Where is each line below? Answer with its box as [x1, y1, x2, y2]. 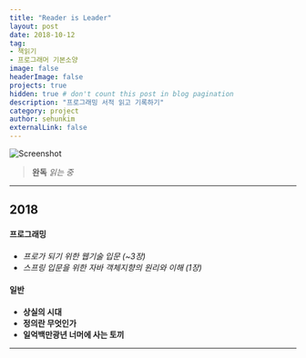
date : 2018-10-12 [9, 30, 76, 39]
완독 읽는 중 [31, 167, 75, 177]
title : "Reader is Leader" [9, 13, 112, 23]
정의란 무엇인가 [22, 317, 77, 328]
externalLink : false [9, 124, 88, 133]
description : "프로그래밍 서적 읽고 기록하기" [9, 97, 165, 107]
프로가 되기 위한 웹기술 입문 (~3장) [22, 251, 146, 262]
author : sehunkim [9, 114, 76, 124]
